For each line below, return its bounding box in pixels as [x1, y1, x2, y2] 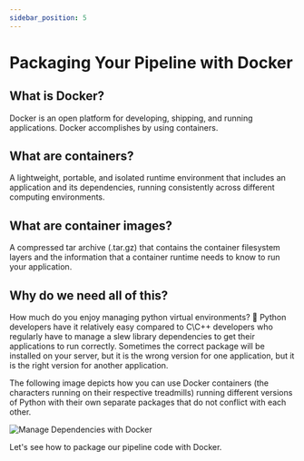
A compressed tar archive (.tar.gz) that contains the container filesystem [9, 242, 281, 253]
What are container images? [9, 218, 172, 233]
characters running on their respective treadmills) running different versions [9, 387, 293, 398]
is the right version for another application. [9, 360, 169, 371]
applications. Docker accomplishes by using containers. [9, 122, 219, 132]
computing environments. [9, 191, 106, 202]
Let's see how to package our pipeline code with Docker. [9, 442, 222, 453]
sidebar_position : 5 [9, 13, 88, 23]
